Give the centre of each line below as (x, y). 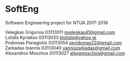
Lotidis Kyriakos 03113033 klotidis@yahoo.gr (51, 37)
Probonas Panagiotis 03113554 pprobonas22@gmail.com (64, 42)
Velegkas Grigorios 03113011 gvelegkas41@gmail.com (60, 32)
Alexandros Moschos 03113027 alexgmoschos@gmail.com (65, 53)
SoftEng (22, 9)
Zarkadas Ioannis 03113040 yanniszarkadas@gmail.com (63, 48)
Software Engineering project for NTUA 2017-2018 (57, 23)
